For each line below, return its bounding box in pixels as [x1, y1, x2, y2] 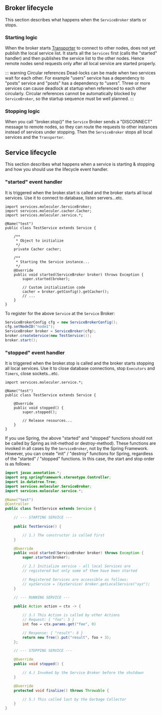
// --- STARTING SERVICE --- [14, 515, 73, 520]
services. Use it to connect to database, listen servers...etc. [5, 195, 124, 200]
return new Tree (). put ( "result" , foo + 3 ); [22, 635, 111, 640]
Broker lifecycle [5, 4, 54, 12]
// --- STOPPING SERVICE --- [14, 648, 73, 653]
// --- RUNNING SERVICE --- [14, 595, 70, 600]
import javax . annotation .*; [5, 470, 62, 475]
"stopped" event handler [5, 349, 65, 356]
